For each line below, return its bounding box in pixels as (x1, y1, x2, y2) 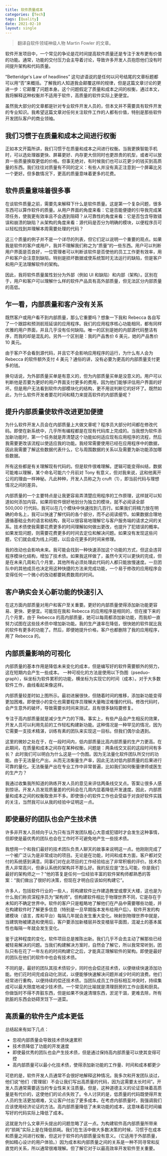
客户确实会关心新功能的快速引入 (5, 587, 103, 596)
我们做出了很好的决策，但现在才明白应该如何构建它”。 (15, 877, 127, 883)
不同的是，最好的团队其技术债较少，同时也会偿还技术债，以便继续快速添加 (5, 965, 158, 971)
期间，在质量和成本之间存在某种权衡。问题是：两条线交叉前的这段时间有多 (9, 745, 162, 750)
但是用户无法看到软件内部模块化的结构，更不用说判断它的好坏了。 (13, 385, 149, 391)
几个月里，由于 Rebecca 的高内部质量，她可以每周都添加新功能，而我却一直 (5, 614, 161, 620)
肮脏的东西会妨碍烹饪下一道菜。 (5, 996, 71, 1002)
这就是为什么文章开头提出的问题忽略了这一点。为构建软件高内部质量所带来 (5, 1120, 158, 1126)
